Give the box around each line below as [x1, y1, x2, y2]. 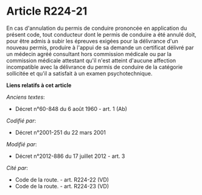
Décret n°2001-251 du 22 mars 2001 [15, 129, 106, 136]
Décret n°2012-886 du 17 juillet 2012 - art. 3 [15, 152, 125, 160]
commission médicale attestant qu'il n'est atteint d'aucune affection [6, 57, 176, 64]
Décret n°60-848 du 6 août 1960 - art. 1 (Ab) [15, 105, 128, 112]
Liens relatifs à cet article [6, 81, 72, 89]
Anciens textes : [6, 93, 46, 101]
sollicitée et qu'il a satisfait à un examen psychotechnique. [6, 69, 153, 77]
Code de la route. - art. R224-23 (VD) [15, 182, 110, 190]
